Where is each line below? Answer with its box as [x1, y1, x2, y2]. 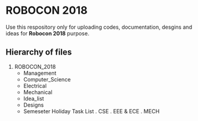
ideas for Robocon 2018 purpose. [5, 29, 90, 37]
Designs [23, 101, 44, 108]
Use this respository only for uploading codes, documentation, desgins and [5, 23, 193, 31]
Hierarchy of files [5, 47, 72, 58]
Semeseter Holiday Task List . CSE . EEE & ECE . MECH [23, 107, 160, 114]
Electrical [23, 82, 47, 89]
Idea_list [23, 95, 45, 102]
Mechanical [23, 88, 52, 96]
